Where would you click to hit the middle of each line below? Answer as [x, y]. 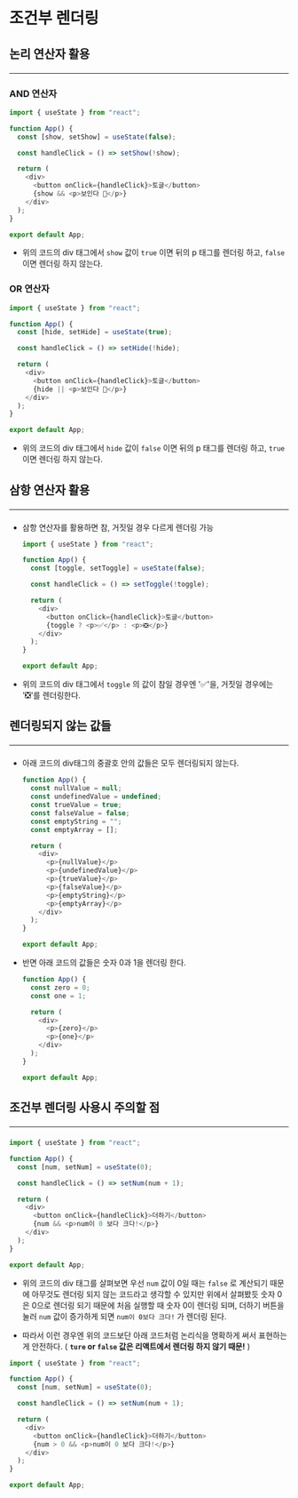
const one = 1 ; [59, 996]
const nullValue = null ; [76, 789]
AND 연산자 [33, 93]
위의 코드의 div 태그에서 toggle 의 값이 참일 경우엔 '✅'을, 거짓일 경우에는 [148, 685]
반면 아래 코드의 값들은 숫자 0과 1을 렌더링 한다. [104, 963]
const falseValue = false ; [80, 813]
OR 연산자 [30, 289]
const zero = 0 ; [60, 988]
